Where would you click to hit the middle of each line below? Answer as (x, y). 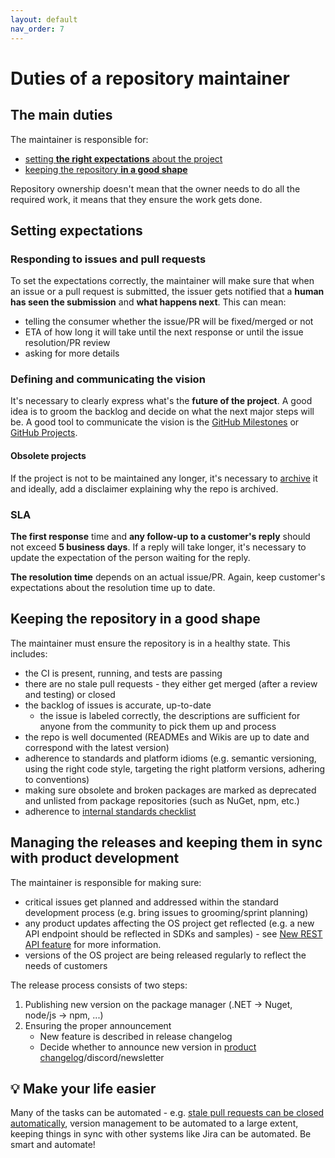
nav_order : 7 (37, 29)
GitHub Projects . (44, 433)
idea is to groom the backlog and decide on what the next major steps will (162, 412)
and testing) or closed (70, 694)
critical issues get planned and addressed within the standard (151, 902)
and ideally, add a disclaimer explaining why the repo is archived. (144, 488)
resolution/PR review (67, 343)
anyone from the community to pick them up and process (158, 726)
